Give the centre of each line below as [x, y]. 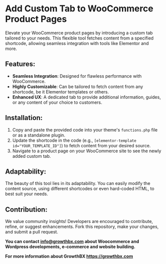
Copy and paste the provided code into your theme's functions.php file [85, 130]
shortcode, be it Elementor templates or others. [60, 91]
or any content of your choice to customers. [57, 102]
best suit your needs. [27, 194]
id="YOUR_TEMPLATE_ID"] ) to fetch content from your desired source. [82, 145]
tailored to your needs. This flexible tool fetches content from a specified [79, 38]
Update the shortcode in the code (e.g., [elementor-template [74, 140]
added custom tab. [31, 156]
